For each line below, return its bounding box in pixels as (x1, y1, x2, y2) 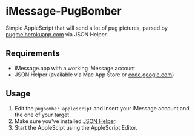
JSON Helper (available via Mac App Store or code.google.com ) (14, 71, 174, 78)
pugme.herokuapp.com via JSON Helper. (5, 30, 108, 38)
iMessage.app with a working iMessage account (14, 64, 136, 72)
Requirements (5, 48, 60, 59)
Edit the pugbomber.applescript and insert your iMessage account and (14, 104, 190, 112)
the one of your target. (14, 111, 71, 118)
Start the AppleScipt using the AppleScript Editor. (14, 124, 137, 131)
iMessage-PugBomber (5, 4, 122, 18)
